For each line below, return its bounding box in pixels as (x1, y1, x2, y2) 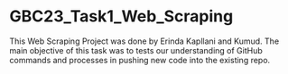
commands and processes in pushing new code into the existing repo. (9, 54, 271, 65)
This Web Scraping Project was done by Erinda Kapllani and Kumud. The (9, 36, 280, 46)
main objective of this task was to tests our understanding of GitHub (9, 45, 264, 55)
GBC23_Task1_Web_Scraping (9, 6, 234, 27)
